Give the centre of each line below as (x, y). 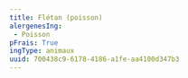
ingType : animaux (42, 51)
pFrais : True (34, 43)
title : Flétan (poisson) (56, 17)
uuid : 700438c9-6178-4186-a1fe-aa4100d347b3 (94, 59)
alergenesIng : (36, 26)
